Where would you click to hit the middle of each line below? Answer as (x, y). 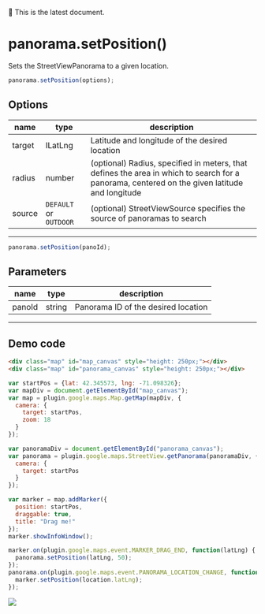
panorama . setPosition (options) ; (61, 80)
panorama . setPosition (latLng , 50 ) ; (74, 558)
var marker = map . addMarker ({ (58, 500)
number (60, 177)
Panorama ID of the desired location (141, 307)
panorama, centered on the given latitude (166, 183)
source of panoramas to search (148, 218)
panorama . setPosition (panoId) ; (60, 247)
